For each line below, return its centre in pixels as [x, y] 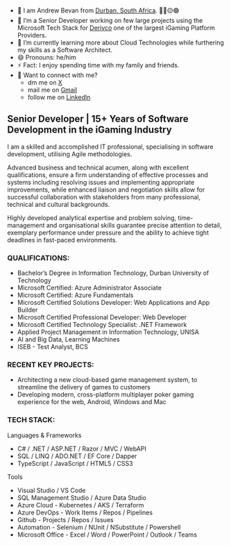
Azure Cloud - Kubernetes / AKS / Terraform [80, 505]
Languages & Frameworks [44, 435]
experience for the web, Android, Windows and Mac [92, 402]
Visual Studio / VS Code [51, 490]
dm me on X [45, 82]
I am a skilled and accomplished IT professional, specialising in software [110, 146]
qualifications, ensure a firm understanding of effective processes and [108, 175]
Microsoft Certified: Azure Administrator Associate [89, 288]
